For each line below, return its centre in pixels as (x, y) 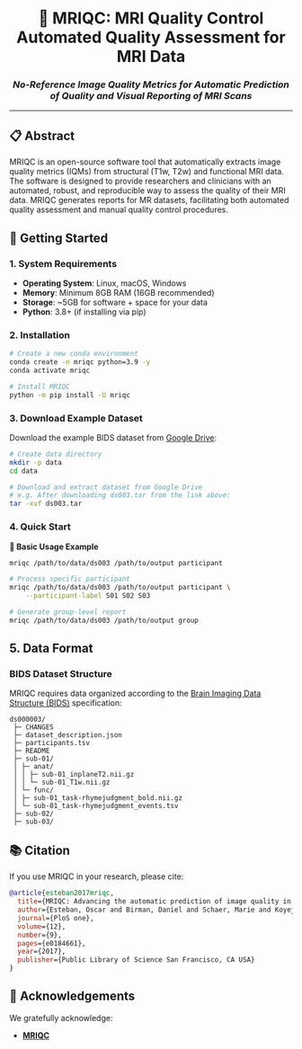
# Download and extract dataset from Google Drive (106, 487)
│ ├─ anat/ (33, 767)
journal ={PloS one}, (56, 918)
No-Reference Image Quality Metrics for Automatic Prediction (151, 84)
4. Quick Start (40, 527)
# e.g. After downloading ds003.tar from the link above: (120, 495)
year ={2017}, (42, 952)
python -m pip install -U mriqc (70, 395)
